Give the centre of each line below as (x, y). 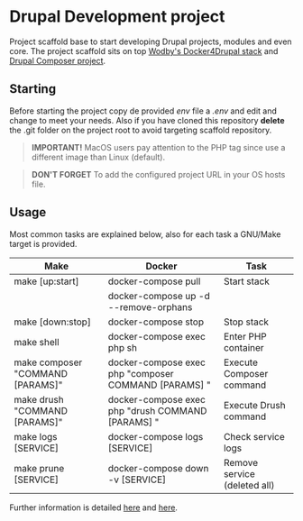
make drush (39, 399)
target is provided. (43, 243)
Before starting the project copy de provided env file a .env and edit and (143, 111)
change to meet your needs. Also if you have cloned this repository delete (147, 120)
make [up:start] (46, 281)
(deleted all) (249, 485)
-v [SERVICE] (137, 480)
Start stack (247, 281)
